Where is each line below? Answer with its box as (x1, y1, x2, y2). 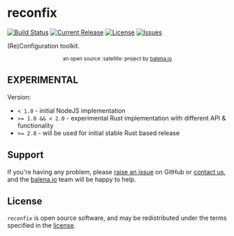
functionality (17, 121, 54, 130)
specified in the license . (7, 221, 76, 230)
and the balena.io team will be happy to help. (7, 175, 136, 183)
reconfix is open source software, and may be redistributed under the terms (7, 214, 227, 222)
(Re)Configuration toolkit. (7, 41, 80, 50)
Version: (7, 92, 31, 101)
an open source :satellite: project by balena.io (62, 55, 173, 62)
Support (7, 149, 44, 161)
